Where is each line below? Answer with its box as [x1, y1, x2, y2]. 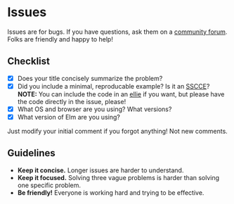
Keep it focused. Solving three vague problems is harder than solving [17, 173, 220, 181]
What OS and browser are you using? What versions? [17, 105, 172, 113]
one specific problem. [17, 181, 82, 189]
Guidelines [7, 147, 56, 159]
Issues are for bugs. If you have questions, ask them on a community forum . [7, 27, 228, 36]
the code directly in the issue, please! [17, 97, 126, 106]
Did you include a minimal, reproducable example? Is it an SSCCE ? [17, 82, 210, 90]
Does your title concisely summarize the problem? [17, 74, 163, 82]
